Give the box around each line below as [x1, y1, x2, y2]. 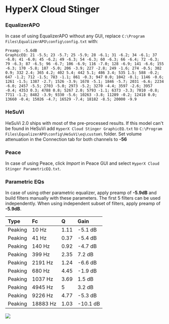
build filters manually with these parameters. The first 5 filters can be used [5, 195, 161, 201]
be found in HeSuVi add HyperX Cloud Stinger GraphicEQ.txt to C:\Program [5, 125, 162, 131]
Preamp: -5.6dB [5, 48, 37, 54]
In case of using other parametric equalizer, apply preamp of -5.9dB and [5, 190, 157, 196]
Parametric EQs [5, 178, 45, 185]
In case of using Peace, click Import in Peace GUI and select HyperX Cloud [5, 160, 159, 166]
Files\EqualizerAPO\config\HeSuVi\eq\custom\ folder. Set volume [5, 130, 142, 137]
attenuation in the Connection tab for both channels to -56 [5, 136, 128, 142]
